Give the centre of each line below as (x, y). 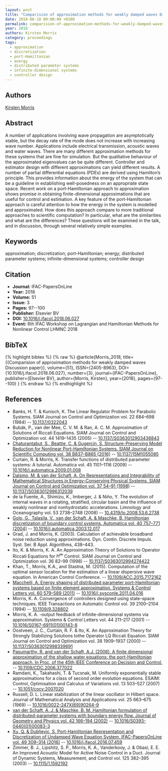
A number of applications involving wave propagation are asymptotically (79, 135)
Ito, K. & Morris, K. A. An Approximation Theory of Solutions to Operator (86, 550)
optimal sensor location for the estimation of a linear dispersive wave (83, 572)
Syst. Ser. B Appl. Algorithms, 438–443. (53, 545)
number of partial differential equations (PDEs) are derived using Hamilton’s (83, 172)
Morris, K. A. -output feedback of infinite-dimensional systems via (80, 615)
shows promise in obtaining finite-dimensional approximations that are (77, 194)
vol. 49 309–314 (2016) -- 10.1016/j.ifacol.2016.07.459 (67, 742)
